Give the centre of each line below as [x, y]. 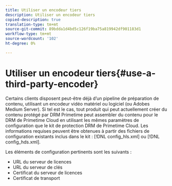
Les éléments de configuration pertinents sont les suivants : [69, 152]
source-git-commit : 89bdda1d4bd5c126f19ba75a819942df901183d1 [73, 29]
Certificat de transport [36, 178]
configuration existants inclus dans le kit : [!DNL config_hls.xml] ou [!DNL [83, 136]
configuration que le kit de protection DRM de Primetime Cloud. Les [77, 126]
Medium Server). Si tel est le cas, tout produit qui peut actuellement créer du [86, 109]
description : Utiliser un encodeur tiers [50, 15]
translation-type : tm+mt [32, 24]
